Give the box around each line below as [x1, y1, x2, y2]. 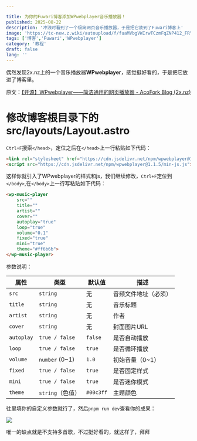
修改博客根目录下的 [6, 111, 99, 124]
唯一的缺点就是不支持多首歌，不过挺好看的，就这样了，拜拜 [6, 428, 150, 435]
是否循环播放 [113, 344, 148, 352]
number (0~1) [39, 355, 75, 364]
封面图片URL [113, 323, 148, 331]
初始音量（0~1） [113, 355, 160, 364]
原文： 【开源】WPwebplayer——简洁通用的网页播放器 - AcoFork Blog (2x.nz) [6, 89, 191, 96]
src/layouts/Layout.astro [6, 124, 130, 137]
